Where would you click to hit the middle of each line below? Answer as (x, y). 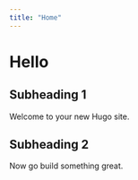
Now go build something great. (66, 166)
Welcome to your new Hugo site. (69, 116)
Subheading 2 (49, 145)
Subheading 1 (48, 95)
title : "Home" (36, 17)
